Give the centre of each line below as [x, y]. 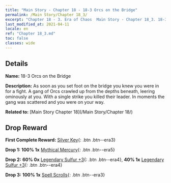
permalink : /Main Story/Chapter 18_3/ [46, 15]
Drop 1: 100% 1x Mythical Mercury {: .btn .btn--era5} [60, 150]
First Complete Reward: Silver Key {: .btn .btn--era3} [61, 140]
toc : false [17, 39]
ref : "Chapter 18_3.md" [31, 34]
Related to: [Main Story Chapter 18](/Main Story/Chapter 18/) [69, 112]
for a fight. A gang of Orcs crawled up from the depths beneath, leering [80, 91]
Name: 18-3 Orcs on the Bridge [38, 76]
